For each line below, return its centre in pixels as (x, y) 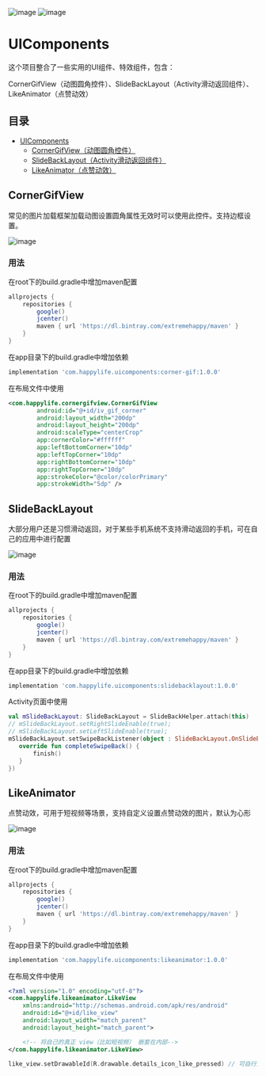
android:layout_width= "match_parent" (85, 1021)
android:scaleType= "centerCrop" (90, 433)
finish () (47, 753)
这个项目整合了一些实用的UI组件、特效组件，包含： (92, 67)
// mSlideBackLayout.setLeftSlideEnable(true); (88, 732)
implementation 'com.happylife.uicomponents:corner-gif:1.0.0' (115, 372)
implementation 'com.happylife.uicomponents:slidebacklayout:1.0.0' (123, 686)
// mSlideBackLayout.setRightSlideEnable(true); (90, 724)
